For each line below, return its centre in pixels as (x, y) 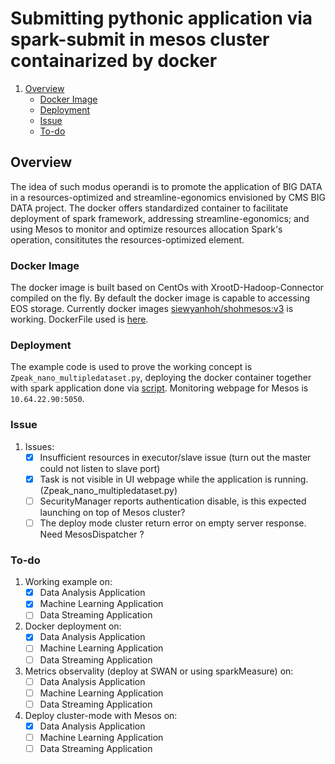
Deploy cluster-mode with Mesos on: (101, 715)
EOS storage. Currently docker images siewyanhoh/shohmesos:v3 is (152, 309)
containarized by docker (114, 61)
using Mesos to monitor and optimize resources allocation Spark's (146, 229)
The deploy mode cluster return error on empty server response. (173, 523)
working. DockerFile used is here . (79, 319)
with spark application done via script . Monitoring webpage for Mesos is (159, 388)
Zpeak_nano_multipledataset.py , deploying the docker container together (161, 378)
